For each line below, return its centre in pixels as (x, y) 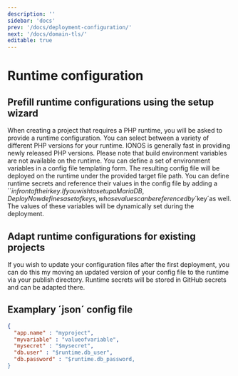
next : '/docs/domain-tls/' (47, 34)
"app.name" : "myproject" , (54, 332)
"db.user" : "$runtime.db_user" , (63, 353)
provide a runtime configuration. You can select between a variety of (108, 138)
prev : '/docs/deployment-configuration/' (70, 27)
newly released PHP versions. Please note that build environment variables (117, 153)
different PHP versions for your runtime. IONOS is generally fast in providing (119, 146)
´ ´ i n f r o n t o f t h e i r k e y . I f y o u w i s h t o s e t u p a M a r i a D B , (76, 191)
